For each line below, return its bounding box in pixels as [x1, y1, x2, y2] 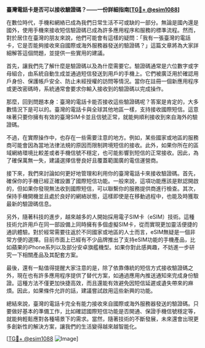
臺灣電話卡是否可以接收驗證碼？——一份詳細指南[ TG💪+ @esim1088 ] [6, 6, 180, 13]
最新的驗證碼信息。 [6, 201, 55, 207]
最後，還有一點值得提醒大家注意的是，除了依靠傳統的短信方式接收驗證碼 [6, 265, 188, 271]
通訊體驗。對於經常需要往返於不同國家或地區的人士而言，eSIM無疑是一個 [6, 229, 190, 235]
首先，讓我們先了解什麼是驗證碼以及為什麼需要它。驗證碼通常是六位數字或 [6, 62, 193, 69]
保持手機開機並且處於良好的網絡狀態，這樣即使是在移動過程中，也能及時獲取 [6, 193, 199, 200]
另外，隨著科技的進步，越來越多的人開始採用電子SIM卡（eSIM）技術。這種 [6, 213, 195, 220]
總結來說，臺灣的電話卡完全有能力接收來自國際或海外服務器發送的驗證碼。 [6, 300, 193, 307]
